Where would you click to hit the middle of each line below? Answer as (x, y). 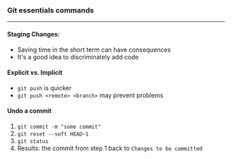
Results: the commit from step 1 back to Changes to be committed (110, 148)
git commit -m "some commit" (59, 127)
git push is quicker (44, 87)
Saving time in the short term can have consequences (94, 50)
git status (33, 141)
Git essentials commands (51, 10)
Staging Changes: (33, 34)
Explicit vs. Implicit (35, 73)
